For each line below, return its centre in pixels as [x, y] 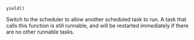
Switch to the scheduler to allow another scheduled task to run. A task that [96, 19]
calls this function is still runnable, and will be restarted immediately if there [97, 26]
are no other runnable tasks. [40, 32]
